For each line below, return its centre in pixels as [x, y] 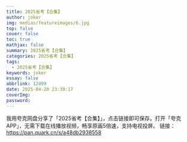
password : [19, 100]
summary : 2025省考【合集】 [37, 51]
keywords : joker [26, 73]
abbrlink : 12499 [26, 84]
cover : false [22, 34]
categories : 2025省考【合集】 [41, 56]
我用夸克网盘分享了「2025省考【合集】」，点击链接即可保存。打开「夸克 [94, 118]
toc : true [19, 39]
